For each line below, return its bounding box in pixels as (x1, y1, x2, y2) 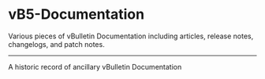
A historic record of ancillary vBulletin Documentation (8, 62, 182, 71)
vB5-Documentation (8, 5, 144, 23)
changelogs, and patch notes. (8, 39, 105, 48)
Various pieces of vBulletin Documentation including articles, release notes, (8, 31, 254, 41)
